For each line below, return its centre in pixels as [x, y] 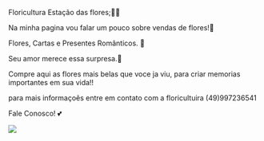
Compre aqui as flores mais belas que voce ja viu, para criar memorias [124, 74]
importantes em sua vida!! [51, 82]
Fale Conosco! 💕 [35, 113]
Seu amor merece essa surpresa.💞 [65, 59]
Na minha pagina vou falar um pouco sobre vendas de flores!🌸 [111, 27]
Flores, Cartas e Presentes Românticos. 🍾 [77, 43]
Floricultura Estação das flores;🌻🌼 [64, 12]
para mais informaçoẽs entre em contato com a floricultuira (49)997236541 [133, 98]
